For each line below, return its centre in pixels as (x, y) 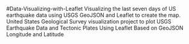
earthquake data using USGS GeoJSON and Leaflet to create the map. (94, 15)
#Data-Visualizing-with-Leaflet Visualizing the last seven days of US (91, 9)
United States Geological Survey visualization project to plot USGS (89, 21)
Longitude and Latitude (35, 34)
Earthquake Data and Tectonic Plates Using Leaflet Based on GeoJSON (95, 28)
